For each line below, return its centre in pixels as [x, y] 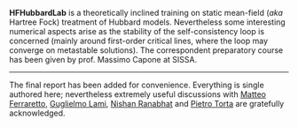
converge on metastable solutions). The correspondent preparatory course [146, 50]
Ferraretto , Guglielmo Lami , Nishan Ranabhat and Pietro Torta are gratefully [147, 104]
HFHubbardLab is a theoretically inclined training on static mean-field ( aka [146, 13]
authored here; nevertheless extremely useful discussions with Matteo [137, 94]
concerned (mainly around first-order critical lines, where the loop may [139, 41]
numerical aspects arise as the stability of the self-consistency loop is [137, 31]
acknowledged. [37, 113]
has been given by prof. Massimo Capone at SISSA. [103, 60]
